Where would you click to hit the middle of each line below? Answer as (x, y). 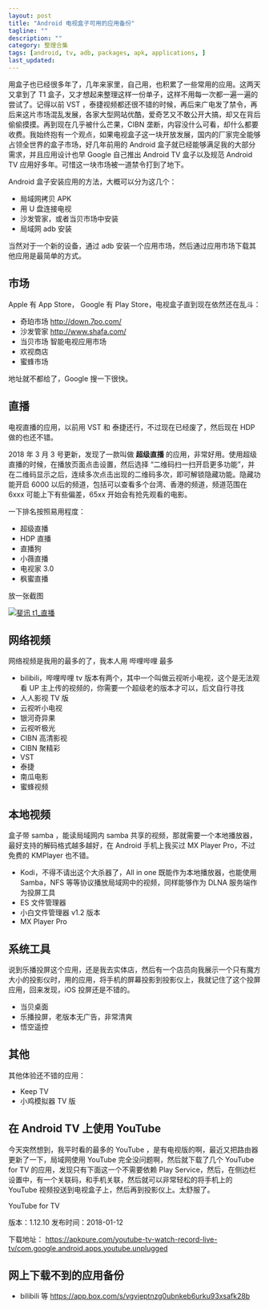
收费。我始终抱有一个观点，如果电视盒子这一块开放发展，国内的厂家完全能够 (134, 134)
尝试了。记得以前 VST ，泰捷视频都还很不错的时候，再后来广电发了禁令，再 (133, 104)
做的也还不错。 (33, 437)
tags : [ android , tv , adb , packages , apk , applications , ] (107, 53)
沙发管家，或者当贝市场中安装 (69, 218)
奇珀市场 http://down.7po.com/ (71, 321)
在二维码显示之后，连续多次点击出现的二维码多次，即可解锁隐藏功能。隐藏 (131, 474)
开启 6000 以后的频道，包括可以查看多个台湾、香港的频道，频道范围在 (131, 484)
